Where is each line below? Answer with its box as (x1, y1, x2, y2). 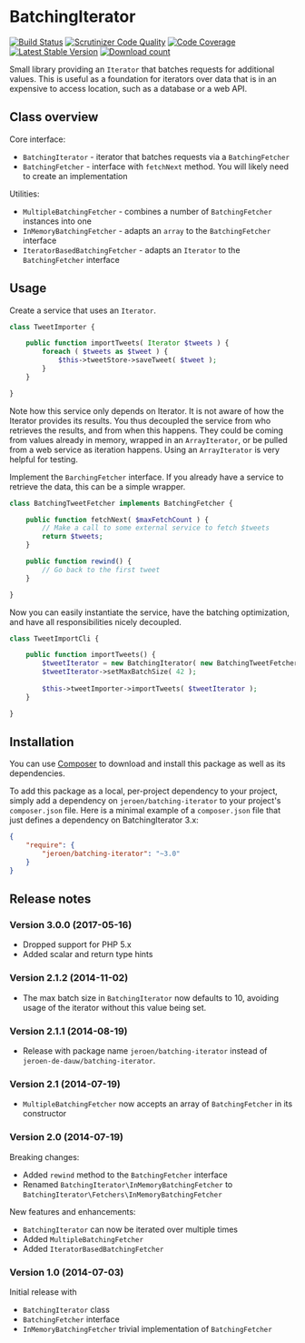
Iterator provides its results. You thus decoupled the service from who (9, 415, 271, 426)
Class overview (9, 109, 99, 125)
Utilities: (9, 188, 40, 199)
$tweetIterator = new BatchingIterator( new (42, 659, 213, 668)
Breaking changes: (9, 1151, 80, 1162)
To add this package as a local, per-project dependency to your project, (9, 785, 279, 797)
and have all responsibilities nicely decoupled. (9, 616, 182, 627)
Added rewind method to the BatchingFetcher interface (22, 1169, 229, 1180)
